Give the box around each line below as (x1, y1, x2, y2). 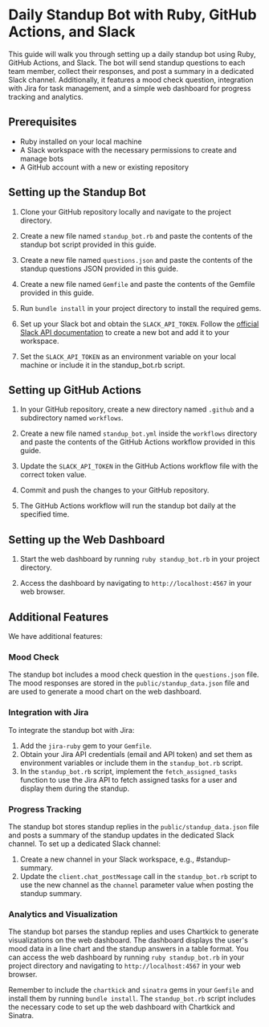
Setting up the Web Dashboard (8, 533, 165, 546)
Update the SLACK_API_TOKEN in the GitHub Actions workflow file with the (19, 461, 259, 471)
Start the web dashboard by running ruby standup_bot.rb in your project (19, 554, 260, 564)
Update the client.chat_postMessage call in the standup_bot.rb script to (19, 871, 257, 881)
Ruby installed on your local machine (19, 137, 142, 146)
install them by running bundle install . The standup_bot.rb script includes (8, 994, 256, 1004)
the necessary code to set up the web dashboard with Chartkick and (8, 1002, 235, 1012)
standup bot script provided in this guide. (19, 239, 157, 249)
